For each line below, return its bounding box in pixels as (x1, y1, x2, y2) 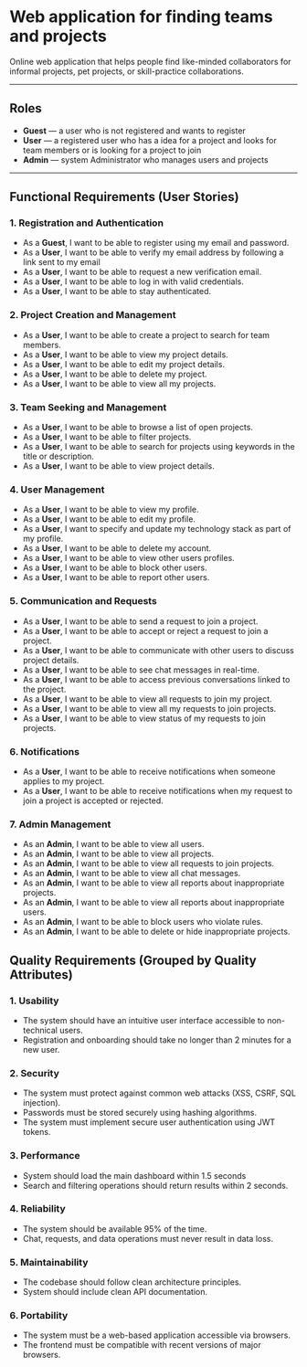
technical (22, 1024, 58, 1035)
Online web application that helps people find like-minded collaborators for (9, 56, 291, 67)
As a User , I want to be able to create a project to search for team (22, 329, 270, 340)
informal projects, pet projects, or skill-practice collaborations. (9, 66, 244, 77)
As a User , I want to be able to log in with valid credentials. (22, 276, 245, 287)
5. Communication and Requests (9, 595, 157, 608)
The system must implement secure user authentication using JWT (22, 1117, 276, 1128)
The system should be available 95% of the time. (22, 1223, 207, 1235)
